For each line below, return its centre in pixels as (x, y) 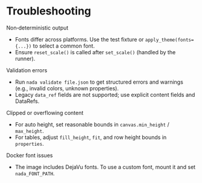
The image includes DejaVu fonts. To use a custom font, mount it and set (105, 167)
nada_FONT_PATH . (35, 173)
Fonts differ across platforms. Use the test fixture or (79, 39)
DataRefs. (27, 101)
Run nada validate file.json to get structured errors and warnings (99, 82)
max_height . (29, 131)
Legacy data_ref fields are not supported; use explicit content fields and (105, 95)
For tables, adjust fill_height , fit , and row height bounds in (91, 137)
